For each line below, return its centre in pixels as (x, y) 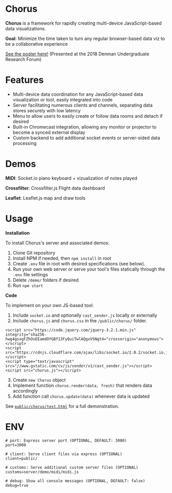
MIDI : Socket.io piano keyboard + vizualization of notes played (71, 178)
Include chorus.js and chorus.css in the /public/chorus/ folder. (80, 320)
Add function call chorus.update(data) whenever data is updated (81, 396)
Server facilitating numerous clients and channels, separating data (82, 105)
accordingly (25, 391)
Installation (17, 233)
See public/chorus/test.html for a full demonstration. (62, 406)
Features (25, 80)
